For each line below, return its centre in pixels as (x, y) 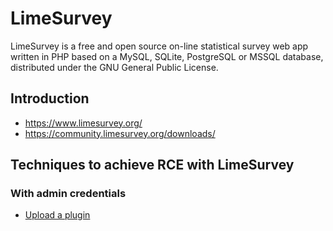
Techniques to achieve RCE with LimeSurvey (152, 165)
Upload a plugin (57, 215)
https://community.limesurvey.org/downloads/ (120, 133)
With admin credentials (68, 194)
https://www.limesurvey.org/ (83, 123)
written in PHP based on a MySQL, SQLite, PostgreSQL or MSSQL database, (167, 56)
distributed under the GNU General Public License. (114, 67)
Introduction (50, 98)
